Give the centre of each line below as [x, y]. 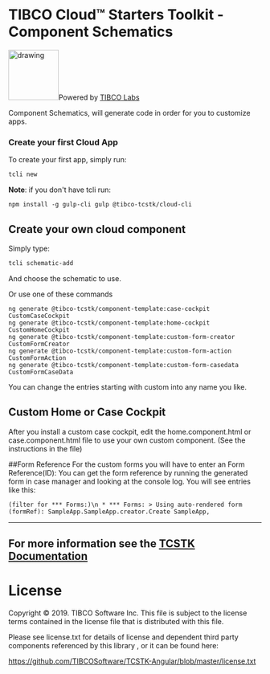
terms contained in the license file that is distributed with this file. [116, 621]
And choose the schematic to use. [65, 278]
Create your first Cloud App [63, 142]
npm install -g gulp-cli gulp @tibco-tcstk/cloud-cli [100, 205]
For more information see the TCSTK [102, 543]
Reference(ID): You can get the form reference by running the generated [128, 472]
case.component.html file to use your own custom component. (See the [127, 440]
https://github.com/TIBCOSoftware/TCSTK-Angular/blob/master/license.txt [132, 661]
